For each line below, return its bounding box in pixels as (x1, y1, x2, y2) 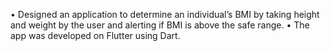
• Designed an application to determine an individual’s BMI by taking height (10, 9, 320, 20)
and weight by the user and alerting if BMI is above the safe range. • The (10, 19, 310, 31)
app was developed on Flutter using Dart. (10, 30, 181, 41)
